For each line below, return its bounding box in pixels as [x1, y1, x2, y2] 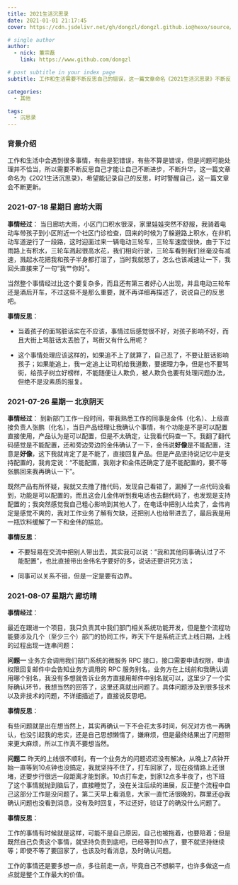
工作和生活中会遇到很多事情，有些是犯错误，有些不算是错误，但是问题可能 [7, 156, 225, 165]
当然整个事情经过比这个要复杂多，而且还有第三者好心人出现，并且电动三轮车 [7, 279, 231, 287]
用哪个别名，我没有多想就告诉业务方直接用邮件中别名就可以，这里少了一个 [7, 674, 225, 683]
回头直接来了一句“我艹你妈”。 [7, 263, 94, 273]
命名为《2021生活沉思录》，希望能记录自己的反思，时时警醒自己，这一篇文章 [7, 174, 229, 183]
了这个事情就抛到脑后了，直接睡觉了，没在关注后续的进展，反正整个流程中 [7, 781, 225, 789]
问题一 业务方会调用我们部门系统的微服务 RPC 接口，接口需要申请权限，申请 [7, 656, 230, 665]
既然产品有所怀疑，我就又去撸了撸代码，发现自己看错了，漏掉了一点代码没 [7, 482, 225, 491]
